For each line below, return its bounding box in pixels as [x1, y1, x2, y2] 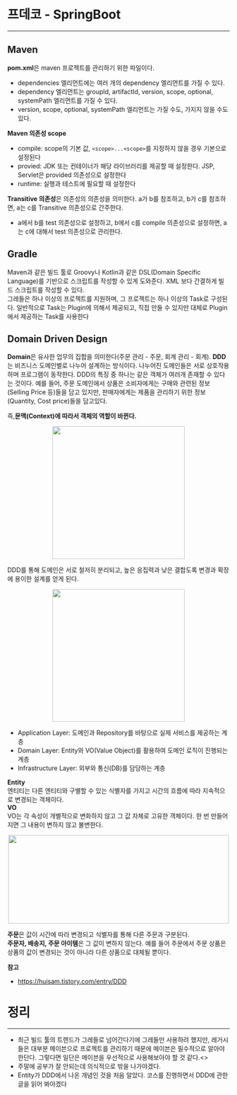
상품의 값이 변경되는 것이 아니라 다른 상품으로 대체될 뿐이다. [7, 948, 171, 956]
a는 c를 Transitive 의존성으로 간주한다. [16, 203, 123, 212]
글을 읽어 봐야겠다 [17, 1080, 67, 1089]
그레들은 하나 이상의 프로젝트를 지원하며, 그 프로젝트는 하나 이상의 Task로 [7, 294, 209, 303]
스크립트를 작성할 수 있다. [14, 285, 85, 294]
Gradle [7, 248, 37, 260]
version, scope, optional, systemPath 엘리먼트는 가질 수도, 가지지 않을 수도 [17, 105, 229, 113]
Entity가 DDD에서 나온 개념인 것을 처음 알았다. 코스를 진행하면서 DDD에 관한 [17, 1071, 229, 1079]
